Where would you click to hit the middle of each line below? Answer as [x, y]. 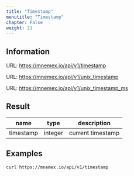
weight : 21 [19, 28]
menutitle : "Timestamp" [35, 17]
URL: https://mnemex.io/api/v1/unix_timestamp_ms [67, 88]
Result [18, 107]
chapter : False [25, 22]
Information [28, 51]
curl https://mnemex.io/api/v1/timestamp [57, 167]
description [95, 123]
